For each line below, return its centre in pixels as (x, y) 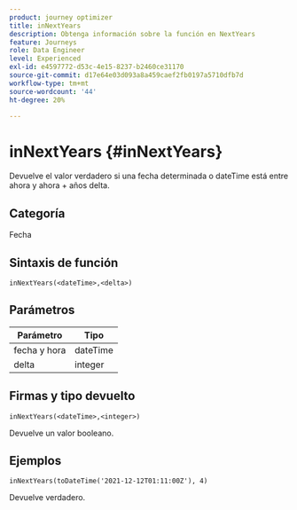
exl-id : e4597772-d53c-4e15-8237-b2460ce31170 (97, 67)
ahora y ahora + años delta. (59, 185)
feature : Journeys (43, 42)
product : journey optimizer (61, 17)
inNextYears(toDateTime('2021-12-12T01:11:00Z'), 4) (109, 481)
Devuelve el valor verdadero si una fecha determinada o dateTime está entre (149, 176)
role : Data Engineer (47, 51)
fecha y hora (40, 349)
